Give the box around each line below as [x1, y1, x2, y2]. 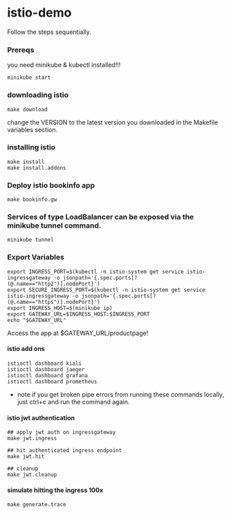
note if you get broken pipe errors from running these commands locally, [17, 390, 225, 399]
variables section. [7, 125, 57, 134]
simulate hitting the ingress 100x [7, 486, 104, 494]
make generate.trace [7, 501, 67, 508]
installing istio [7, 143, 56, 152]
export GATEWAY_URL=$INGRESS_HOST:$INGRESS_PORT [7, 310, 150, 318]
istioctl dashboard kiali [7, 360, 82, 367]
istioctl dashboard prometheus [7, 378, 98, 385]
